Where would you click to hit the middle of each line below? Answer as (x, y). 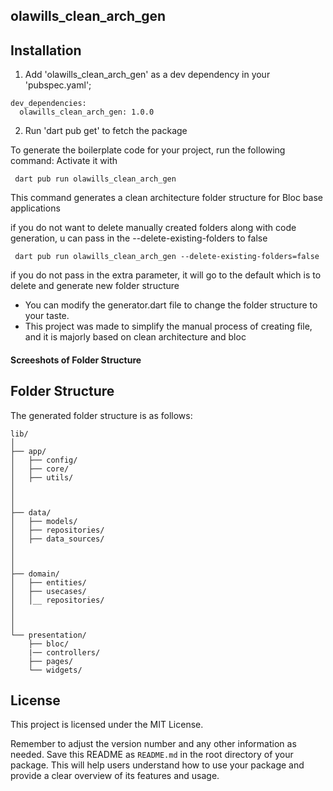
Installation (46, 50)
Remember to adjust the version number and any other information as (153, 744)
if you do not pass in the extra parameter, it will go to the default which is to (166, 275)
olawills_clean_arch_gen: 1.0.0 (87, 112)
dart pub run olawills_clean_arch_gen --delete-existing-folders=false (167, 257)
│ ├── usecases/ (48, 591)
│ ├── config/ (44, 460)
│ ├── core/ (40, 469)
